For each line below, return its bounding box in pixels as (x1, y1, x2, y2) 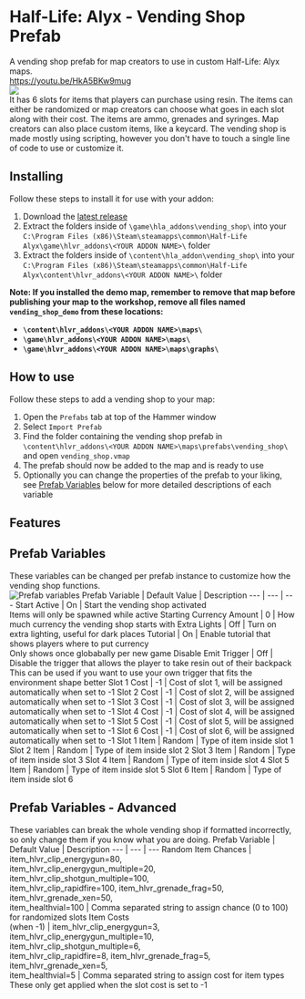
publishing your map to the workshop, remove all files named (9, 296, 246, 307)
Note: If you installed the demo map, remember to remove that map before (9, 286, 296, 297)
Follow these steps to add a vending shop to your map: (9, 394, 216, 405)
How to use (9, 369, 75, 385)
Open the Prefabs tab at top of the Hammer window (22, 411, 217, 422)
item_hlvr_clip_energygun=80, (9, 853, 123, 864)
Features (9, 515, 61, 530)
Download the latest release (22, 211, 128, 221)
